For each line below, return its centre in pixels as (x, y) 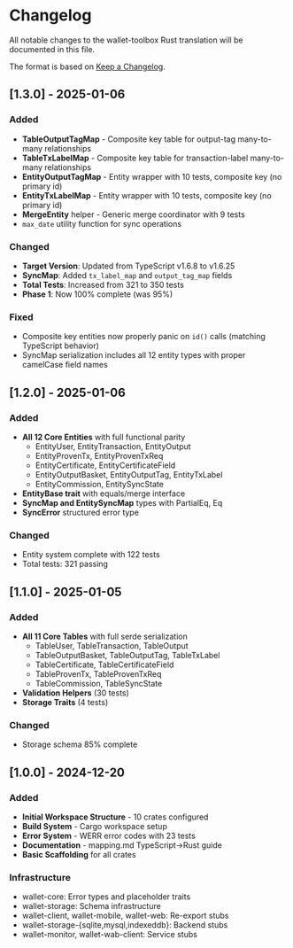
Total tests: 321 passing (65, 564)
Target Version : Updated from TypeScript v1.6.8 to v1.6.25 (128, 266)
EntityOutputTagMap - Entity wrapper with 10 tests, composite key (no (152, 176)
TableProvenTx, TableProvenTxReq (98, 673)
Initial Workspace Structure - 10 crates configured (115, 817)
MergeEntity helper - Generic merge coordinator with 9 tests (133, 214)
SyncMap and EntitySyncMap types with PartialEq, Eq (122, 502)
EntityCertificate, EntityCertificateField (105, 465)
